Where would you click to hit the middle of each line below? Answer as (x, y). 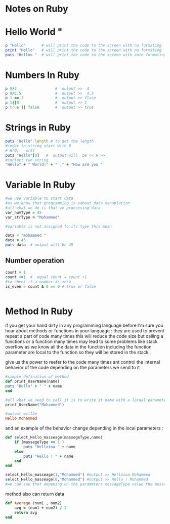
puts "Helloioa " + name (50, 447)
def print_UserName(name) (32, 382)
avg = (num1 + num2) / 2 (40, 508)
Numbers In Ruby (42, 75)
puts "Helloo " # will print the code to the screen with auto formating (86, 55)
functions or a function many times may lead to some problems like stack (81, 341)
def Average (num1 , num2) (34, 503)
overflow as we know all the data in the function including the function (78, 347)
